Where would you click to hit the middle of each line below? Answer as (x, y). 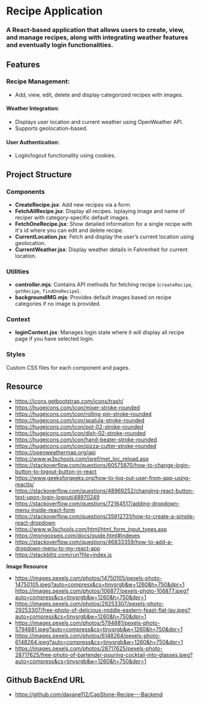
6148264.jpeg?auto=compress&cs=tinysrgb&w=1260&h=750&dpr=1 (99, 642)
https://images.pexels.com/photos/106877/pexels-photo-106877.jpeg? (102, 591)
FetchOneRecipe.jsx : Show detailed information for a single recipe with (103, 223)
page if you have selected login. (54, 339)
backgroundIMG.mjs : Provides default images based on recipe (93, 297)
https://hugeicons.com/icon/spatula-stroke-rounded (80, 420)
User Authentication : (33, 142)
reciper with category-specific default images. (72, 217)
